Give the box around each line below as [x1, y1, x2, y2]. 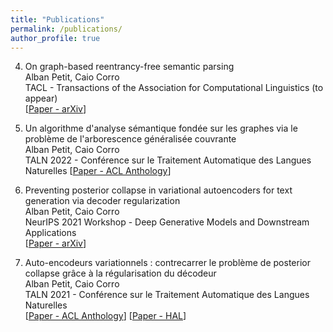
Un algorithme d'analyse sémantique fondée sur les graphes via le [24, 122, 298, 135]
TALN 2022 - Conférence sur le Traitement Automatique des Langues [24, 154, 312, 166]
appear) [24, 92, 58, 105]
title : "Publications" [10, 14, 105, 25]
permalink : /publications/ [10, 24, 123, 34]
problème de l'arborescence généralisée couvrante [24, 133, 237, 145]
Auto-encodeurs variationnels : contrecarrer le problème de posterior [24, 257, 311, 269]
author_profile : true [10, 33, 101, 43]
